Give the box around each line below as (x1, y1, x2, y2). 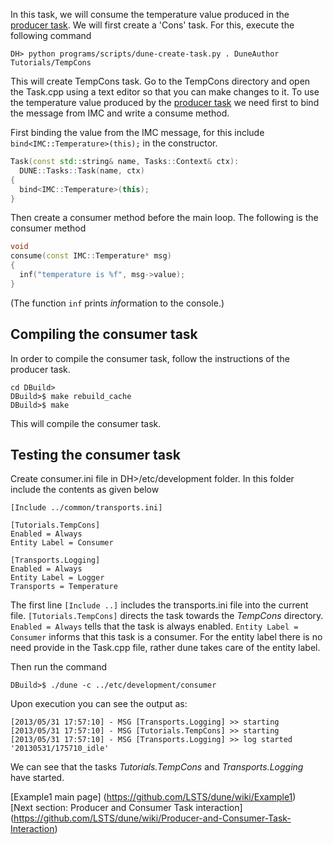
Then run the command (10, 661, 108, 673)
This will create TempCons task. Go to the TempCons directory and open (10, 75, 311, 87)
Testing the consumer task (10, 446, 181, 463)
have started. (10, 772, 65, 784)
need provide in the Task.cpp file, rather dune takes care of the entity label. (10, 642, 321, 654)
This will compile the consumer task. (10, 417, 162, 429)
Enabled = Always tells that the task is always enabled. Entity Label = (10, 620, 299, 633)
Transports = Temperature (10, 582, 118, 592)
